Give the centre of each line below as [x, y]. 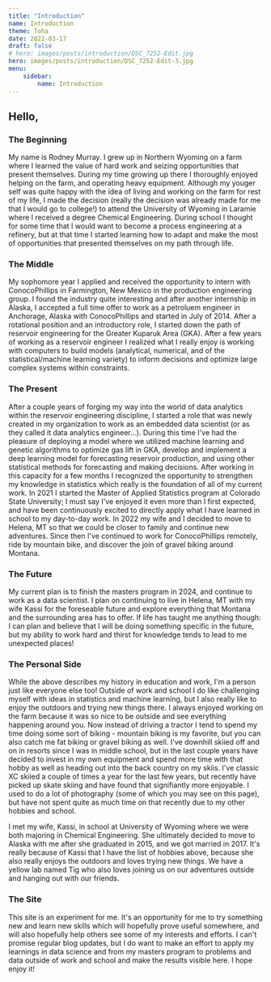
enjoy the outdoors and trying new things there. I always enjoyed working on [136, 708]
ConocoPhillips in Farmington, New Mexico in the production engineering [130, 290]
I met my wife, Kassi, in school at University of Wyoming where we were [129, 826]
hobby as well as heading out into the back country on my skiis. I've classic [134, 768]
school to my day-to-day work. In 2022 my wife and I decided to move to [130, 519]
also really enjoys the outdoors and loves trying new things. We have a [126, 861]
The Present [33, 389]
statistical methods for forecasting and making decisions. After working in [131, 467]
